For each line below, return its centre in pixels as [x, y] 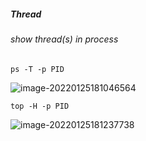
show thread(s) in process [64, 39]
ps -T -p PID [37, 69]
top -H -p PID [40, 106]
